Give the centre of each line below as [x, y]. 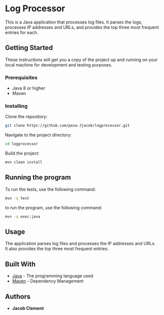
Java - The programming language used [53, 276]
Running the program [38, 177]
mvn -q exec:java [23, 216]
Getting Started [29, 48]
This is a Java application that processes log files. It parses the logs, [74, 22]
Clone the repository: [26, 117]
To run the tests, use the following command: [51, 189]
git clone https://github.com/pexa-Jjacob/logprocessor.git [68, 126]
